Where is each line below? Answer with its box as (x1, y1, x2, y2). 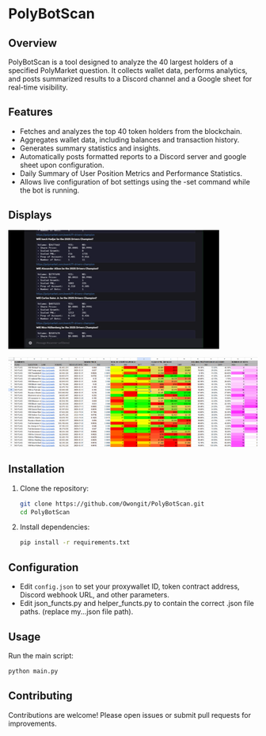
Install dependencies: (19, 522, 90, 532)
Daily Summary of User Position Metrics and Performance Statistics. (19, 168, 243, 178)
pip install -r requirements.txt (19, 539, 131, 547)
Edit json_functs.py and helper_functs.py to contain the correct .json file (19, 599, 255, 608)
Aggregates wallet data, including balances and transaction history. (19, 135, 240, 144)
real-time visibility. (8, 82, 69, 92)
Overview (8, 36, 58, 50)
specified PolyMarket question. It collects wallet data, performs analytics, (8, 66, 248, 75)
